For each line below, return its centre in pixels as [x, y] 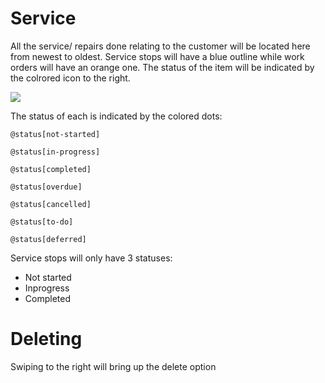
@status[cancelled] [51, 204]
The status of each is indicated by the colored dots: [116, 116]
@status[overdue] [46, 187]
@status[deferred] [48, 239]
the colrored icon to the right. [70, 78]
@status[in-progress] [55, 152]
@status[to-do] [42, 222]
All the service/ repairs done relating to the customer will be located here [160, 46]
